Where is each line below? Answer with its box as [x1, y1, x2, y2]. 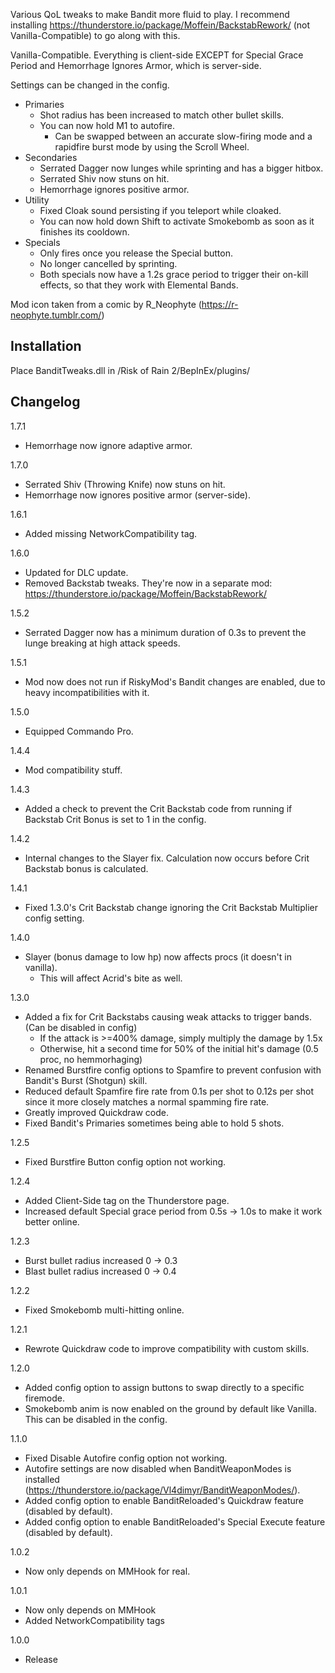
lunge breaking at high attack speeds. [24, 637, 181, 649]
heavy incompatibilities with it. [24, 686, 150, 698]
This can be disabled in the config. [24, 1413, 168, 1425]
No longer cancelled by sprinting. [39, 258, 178, 269]
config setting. [24, 912, 85, 924]
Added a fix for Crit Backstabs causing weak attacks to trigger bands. [24, 1010, 312, 1023]
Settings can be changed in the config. [10, 79, 170, 91]
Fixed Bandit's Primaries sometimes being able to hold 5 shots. [24, 1117, 285, 1129]
